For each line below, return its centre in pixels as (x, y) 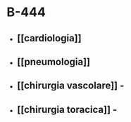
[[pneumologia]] (54, 61)
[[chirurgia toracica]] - (67, 109)
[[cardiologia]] (49, 38)
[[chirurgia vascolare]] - (70, 86)
